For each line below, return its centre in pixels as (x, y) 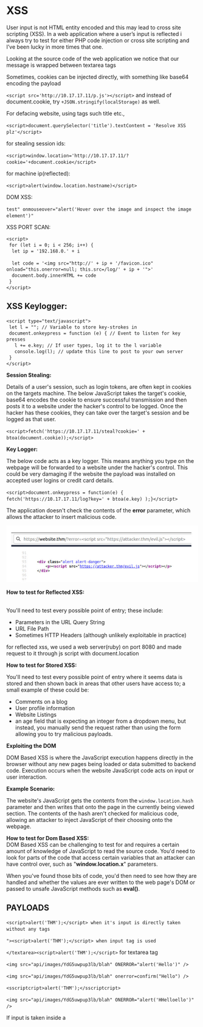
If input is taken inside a (36, 1018)
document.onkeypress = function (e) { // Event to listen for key (95, 333)
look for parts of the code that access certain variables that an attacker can (101, 857)
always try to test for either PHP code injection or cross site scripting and (98, 40)
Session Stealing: (29, 375)
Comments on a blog (41, 701)
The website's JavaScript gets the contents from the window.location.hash (100, 800)
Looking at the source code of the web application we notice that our (93, 58)
